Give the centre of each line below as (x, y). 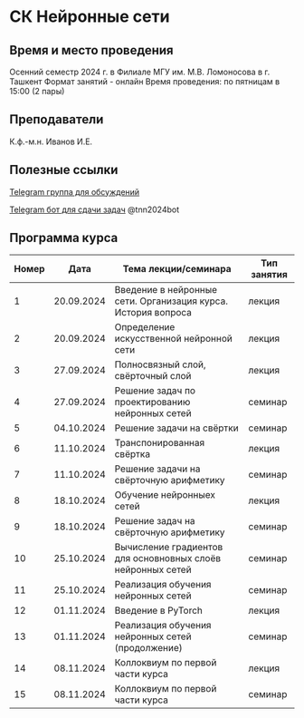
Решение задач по (155, 391)
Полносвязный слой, (160, 364)
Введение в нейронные (166, 290)
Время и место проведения (91, 50)
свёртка (133, 454)
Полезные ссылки (64, 170)
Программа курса (64, 238)
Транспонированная (160, 443)
